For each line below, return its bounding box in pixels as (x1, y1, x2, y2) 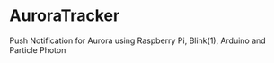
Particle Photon (9, 44, 66, 55)
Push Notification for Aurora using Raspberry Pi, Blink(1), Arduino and (9, 35, 267, 46)
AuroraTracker (9, 5, 120, 26)
